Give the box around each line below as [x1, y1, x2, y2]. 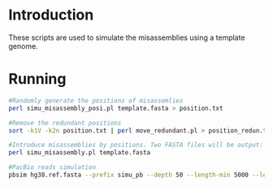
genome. [8, 41, 38, 50]
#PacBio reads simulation [8, 163, 96, 172]
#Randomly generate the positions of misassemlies [8, 96, 184, 105]
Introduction [8, 6, 94, 24]
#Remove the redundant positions [8, 119, 122, 127]
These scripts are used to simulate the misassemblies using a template [8, 33, 245, 42]
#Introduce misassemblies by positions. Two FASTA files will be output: [8, 141, 264, 150]
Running [8, 70, 67, 89]
